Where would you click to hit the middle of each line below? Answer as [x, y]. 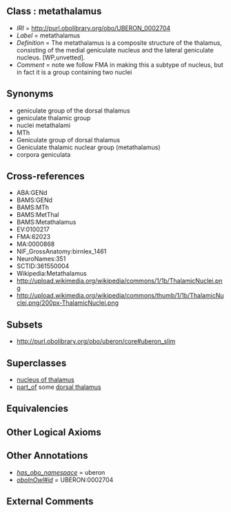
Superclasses [37, 363]
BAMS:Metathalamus [46, 222]
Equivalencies [37, 409]
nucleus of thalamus [45, 380]
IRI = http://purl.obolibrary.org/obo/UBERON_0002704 [93, 28]
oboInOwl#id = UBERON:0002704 [65, 480]
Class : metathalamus [54, 11]
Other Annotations [47, 456]
